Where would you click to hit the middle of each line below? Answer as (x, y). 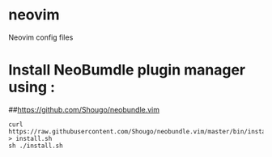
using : (32, 87)
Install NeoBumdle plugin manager (127, 70)
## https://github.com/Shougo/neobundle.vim (84, 109)
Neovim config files (41, 37)
